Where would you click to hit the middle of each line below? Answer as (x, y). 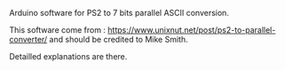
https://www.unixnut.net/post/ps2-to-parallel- (192, 30)
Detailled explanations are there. (68, 56)
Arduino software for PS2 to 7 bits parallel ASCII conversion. (119, 13)
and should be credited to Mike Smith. (119, 39)
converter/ (28, 39)
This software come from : (58, 30)
